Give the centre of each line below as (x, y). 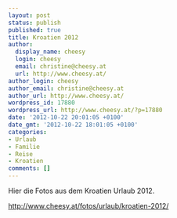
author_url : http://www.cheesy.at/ (66, 96)
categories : (27, 132)
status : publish (34, 23)
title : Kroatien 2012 (43, 37)
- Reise (21, 154)
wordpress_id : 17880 (42, 103)
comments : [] (29, 169)
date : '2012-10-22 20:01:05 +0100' (66, 118)
